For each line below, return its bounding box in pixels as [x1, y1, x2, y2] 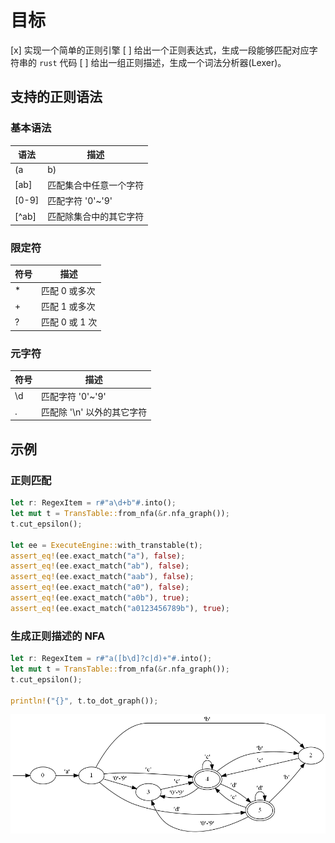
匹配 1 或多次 [41, 300, 96, 312]
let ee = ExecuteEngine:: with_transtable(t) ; [10, 540, 203, 550]
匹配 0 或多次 [41, 284, 96, 296]
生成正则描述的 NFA [10, 629, 106, 643]
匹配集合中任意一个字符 [47, 179, 145, 191]
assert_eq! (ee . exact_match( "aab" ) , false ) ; [10, 572, 195, 582]
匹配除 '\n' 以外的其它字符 [41, 406, 148, 418]
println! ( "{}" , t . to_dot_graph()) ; [10, 696, 159, 706]
